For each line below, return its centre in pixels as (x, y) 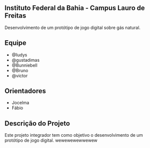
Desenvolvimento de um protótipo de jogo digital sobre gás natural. (73, 27)
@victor (20, 75)
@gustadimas (25, 60)
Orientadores (25, 91)
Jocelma (20, 103)
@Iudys (19, 55)
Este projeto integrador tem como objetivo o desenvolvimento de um (74, 135)
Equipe (15, 43)
